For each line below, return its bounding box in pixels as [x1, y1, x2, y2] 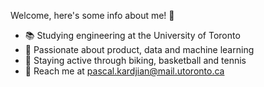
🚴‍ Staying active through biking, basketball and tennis [24, 55, 247, 66]
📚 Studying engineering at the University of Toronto [24, 30, 241, 41]
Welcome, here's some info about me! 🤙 [10, 10, 175, 21]
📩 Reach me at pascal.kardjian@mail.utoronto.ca [24, 65, 225, 77]
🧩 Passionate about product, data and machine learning [24, 44, 255, 55]
